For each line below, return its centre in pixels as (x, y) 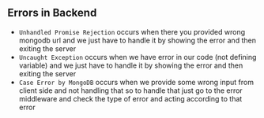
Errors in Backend (52, 13)
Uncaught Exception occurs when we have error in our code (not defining (138, 57)
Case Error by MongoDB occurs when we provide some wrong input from (136, 82)
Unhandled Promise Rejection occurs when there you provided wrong (132, 31)
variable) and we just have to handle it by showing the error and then (131, 65)
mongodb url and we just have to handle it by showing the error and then (137, 40)
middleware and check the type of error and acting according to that (130, 98)
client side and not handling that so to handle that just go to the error (130, 90)
